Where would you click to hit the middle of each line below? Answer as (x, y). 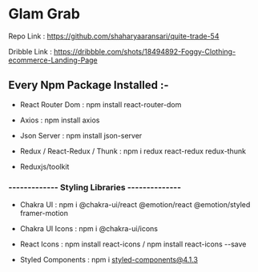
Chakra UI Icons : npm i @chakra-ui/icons (89, 229)
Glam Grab (44, 14)
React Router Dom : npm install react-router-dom (101, 104)
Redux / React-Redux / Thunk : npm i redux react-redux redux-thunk (133, 151)
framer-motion (44, 214)
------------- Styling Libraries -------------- (95, 187)
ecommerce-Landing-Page (53, 60)
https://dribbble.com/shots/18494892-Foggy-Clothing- (145, 51)
